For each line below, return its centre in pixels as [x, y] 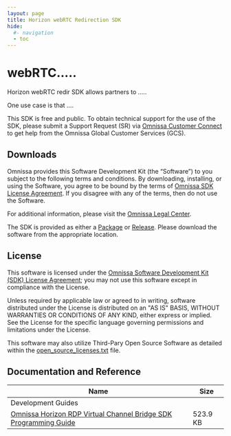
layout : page [26, 13]
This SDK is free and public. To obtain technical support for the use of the [111, 119]
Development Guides [45, 402]
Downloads [32, 155]
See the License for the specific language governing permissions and [106, 322]
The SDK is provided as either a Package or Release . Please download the [112, 227]
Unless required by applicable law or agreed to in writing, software [101, 300]
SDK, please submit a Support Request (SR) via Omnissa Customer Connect [114, 126]
